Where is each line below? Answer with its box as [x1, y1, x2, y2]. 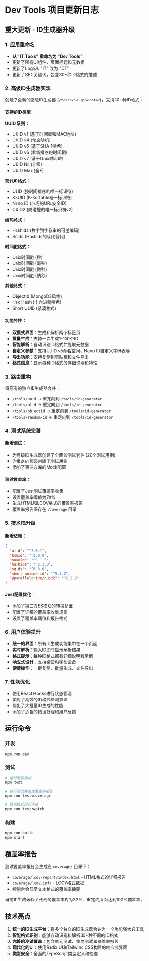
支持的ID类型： [5, 109, 35, 115]
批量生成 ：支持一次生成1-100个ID [12, 335, 79, 341]
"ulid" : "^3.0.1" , [9, 548, 47, 554]
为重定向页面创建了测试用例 [12, 458, 68, 464]
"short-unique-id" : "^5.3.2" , [9, 571, 70, 576]
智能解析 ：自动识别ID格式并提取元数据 [12, 341, 89, 347]
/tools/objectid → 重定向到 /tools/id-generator [12, 408, 111, 414]
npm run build [5, 830, 34, 836]
